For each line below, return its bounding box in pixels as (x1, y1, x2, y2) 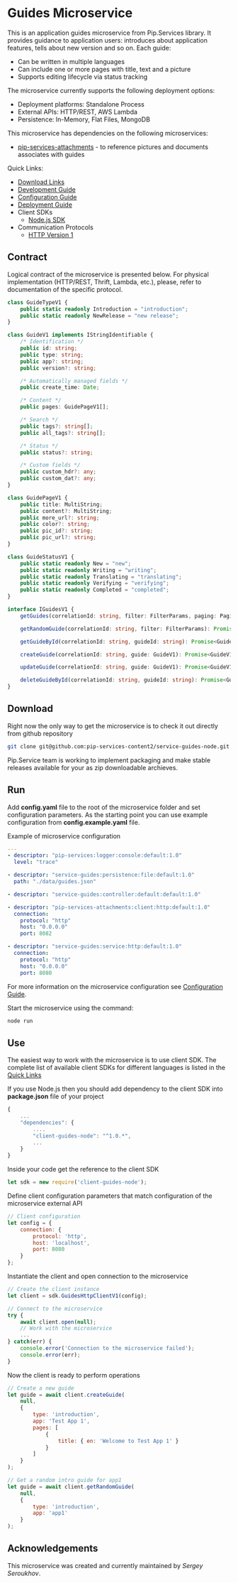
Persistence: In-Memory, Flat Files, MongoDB (17, 115, 151, 124)
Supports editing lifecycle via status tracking (17, 72, 148, 81)
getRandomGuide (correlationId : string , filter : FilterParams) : (20, 625, 211, 632)
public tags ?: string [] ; (20, 423, 93, 430)
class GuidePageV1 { (7, 494, 69, 502)
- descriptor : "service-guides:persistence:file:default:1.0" (7, 872, 195, 879)
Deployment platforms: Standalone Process (17, 99, 145, 108)
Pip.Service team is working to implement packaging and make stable (7, 755, 211, 765)
